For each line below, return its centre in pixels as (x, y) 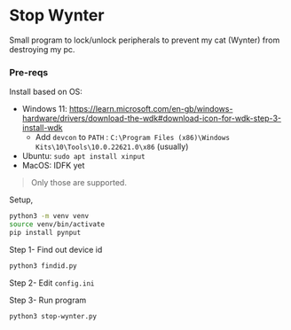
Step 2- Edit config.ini (52, 283)
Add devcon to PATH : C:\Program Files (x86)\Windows (133, 137)
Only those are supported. (79, 183)
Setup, (21, 200)
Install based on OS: (46, 92)
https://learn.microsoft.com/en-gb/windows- (151, 109)
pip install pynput (45, 232)
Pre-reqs (29, 72)
